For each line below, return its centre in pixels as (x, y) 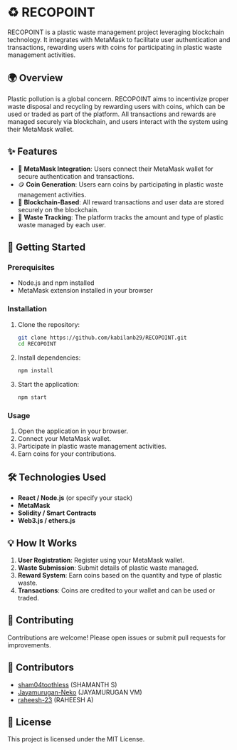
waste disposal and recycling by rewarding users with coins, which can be (116, 106)
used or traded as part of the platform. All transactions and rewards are (112, 114)
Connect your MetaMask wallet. (64, 439)
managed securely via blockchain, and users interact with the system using (118, 121)
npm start (32, 397)
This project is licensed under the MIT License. (76, 739)
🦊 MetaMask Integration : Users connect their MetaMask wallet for (115, 169)
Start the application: (48, 385)
